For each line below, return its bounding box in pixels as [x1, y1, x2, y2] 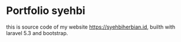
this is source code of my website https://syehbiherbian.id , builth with [6, 23, 176, 30]
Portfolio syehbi [6, 4, 85, 17]
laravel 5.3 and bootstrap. [6, 29, 68, 36]
